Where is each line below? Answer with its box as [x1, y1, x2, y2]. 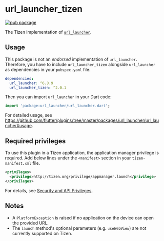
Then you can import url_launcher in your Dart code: [5, 94, 112, 100]
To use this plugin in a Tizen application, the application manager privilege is [5, 150, 159, 156]
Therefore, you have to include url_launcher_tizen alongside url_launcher [5, 61, 156, 67]
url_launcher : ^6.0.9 [9, 81, 54, 86]
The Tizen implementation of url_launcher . [5, 29, 92, 35]
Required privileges [5, 137, 66, 145]
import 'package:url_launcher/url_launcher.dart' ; [5, 104, 110, 109]
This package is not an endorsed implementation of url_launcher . [5, 56, 138, 62]
